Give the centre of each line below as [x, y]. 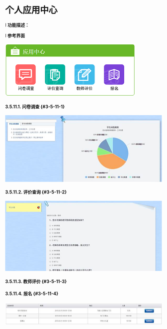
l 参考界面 [15, 35]
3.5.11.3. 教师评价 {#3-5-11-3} [36, 281]
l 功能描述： [17, 25]
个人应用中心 [32, 10]
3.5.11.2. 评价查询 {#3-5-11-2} [36, 192]
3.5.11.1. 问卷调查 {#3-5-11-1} [35, 106]
